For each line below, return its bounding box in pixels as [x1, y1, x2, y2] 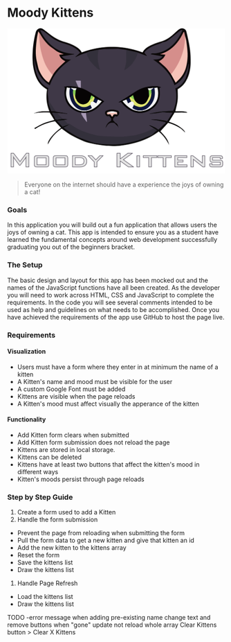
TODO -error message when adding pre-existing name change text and [7, 614, 211, 622]
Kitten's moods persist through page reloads [17, 475, 145, 483]
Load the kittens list [17, 593, 74, 601]
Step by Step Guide [7, 492, 73, 502]
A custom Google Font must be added [17, 385, 126, 393]
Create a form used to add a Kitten [17, 508, 116, 517]
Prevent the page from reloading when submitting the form [17, 529, 185, 537]
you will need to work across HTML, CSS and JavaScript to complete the [7, 290, 214, 299]
